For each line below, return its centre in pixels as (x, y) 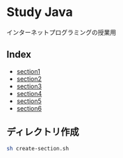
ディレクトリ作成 (43, 132)
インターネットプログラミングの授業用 (61, 32)
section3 (29, 86)
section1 (28, 71)
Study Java (40, 12)
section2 (29, 79)
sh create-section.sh (38, 148)
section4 (29, 93)
